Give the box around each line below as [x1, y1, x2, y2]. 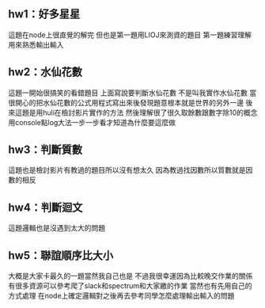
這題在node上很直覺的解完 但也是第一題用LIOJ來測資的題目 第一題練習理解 [8, 30, 252, 40]
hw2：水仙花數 [8, 66, 83, 79]
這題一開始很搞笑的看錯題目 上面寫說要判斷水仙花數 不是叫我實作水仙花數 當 [8, 88, 257, 97]
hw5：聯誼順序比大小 [8, 249, 113, 262]
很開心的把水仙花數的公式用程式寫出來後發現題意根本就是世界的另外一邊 [8, 97, 244, 107]
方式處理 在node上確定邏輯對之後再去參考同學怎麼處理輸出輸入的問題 [8, 291, 235, 301]
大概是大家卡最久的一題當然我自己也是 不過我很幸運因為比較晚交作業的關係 [8, 272, 253, 281]
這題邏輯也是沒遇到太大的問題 [8, 223, 105, 233]
